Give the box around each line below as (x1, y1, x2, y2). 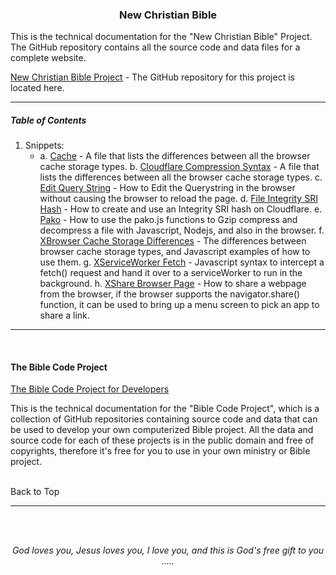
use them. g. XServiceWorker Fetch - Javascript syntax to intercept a (39, 256, 325, 268)
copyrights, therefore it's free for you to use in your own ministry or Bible (10, 445, 311, 457)
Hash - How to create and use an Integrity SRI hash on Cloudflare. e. (39, 203, 323, 215)
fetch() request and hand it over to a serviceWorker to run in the (39, 267, 303, 279)
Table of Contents (10, 114, 87, 126)
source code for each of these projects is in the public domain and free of (10, 434, 315, 447)
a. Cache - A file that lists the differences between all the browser (39, 150, 311, 162)
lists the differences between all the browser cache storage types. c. (39, 171, 323, 183)
